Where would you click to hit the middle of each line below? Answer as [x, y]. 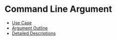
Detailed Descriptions [34, 33]
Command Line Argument [58, 9]
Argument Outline [30, 28]
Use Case [22, 23]
